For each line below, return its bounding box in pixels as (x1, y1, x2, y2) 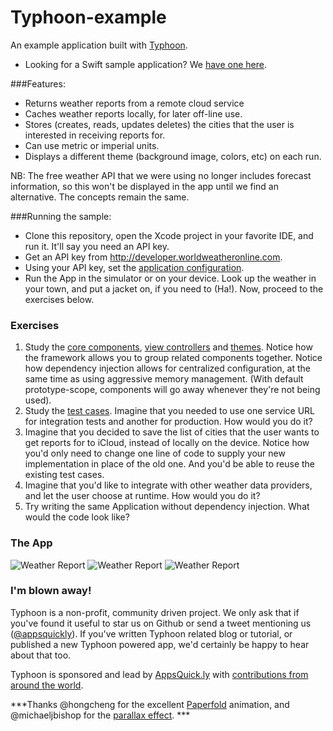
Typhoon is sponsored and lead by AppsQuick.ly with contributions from (10, 668, 309, 680)
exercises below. (24, 293, 95, 305)
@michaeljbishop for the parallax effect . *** (10, 709, 191, 721)
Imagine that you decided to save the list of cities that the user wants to (24, 426, 320, 438)
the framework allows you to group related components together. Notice (24, 352, 323, 364)
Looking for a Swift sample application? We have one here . (24, 58, 267, 70)
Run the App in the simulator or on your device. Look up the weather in (24, 272, 317, 284)
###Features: (10, 77, 66, 90)
